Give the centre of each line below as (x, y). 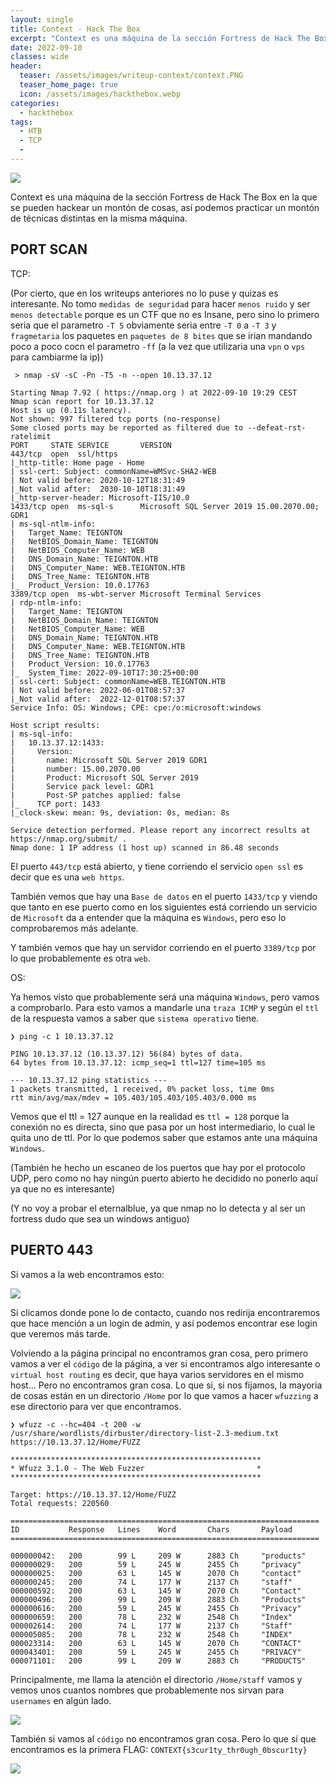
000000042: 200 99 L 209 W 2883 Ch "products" (158, 1556)
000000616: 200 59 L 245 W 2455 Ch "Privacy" (156, 1608)
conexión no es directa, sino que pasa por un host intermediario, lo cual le (163, 1127)
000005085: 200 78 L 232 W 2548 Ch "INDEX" (151, 1634)
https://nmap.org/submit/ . (69, 839)
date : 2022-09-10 (46, 47)
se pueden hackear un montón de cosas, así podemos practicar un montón (165, 207)
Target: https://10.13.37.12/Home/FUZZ (93, 1494)
